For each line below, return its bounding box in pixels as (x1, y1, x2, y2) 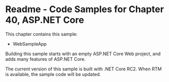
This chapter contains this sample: (5, 31, 78, 37)
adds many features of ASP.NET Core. (5, 56, 86, 62)
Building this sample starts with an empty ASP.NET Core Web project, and (5, 51, 161, 57)
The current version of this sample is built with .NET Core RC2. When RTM (5, 66, 162, 72)
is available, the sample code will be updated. (5, 71, 101, 77)
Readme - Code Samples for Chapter (5, 4, 164, 15)
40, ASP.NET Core (5, 14, 84, 26)
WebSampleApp (12, 40, 47, 47)
